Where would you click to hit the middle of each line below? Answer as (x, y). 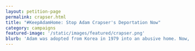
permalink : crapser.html (36, 17)
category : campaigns (31, 28)
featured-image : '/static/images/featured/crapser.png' (75, 33)
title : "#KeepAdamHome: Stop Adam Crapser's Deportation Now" (83, 22)
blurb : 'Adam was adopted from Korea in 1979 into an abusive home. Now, (98, 39)
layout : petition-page (33, 11)
